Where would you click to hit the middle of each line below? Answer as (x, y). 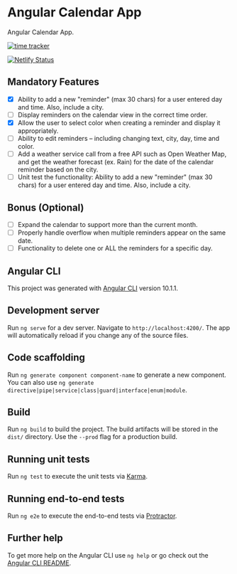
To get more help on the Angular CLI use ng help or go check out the (108, 555)
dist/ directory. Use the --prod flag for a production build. (92, 437)
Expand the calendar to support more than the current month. (108, 224)
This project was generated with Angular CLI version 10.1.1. (93, 288)
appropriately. (38, 131)
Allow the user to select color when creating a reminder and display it (119, 122)
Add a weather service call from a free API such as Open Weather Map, (122, 154)
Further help (35, 538)
